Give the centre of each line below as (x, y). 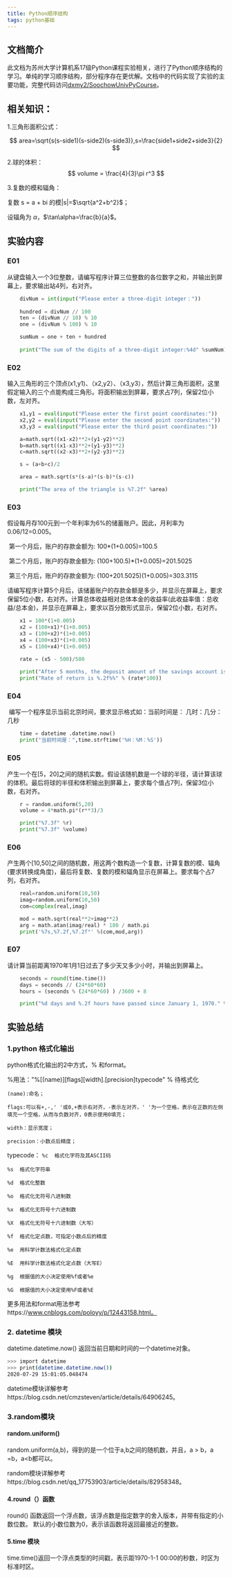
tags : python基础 (31, 20)
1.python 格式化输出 (41, 1048)
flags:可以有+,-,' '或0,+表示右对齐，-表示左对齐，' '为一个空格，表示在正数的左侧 (115, 1108)
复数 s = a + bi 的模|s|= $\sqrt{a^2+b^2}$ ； (68, 203)
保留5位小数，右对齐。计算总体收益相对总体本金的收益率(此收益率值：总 (110, 599)
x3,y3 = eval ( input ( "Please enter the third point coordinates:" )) (118, 427)
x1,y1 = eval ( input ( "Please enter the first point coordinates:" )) (118, 414)
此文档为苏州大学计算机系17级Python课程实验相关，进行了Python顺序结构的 (115, 68)
